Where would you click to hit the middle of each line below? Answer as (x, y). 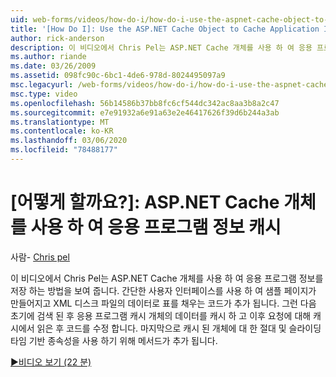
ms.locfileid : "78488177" (64, 150)
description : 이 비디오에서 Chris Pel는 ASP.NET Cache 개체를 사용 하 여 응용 (161, 47)
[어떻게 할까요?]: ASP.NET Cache (145, 202)
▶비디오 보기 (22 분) (51, 362)
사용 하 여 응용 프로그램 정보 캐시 (156, 227)
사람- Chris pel (40, 257)
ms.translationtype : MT (60, 122)
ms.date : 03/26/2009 (53, 66)
